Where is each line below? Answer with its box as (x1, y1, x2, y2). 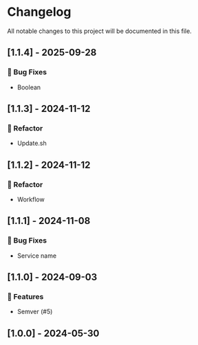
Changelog (7, 4, 71, 20)
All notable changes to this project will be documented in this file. (7, 27, 192, 35)
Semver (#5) (16, 307, 53, 316)
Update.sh (16, 139, 47, 148)
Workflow (16, 195, 45, 203)
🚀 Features (7, 292, 44, 301)
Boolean (16, 83, 41, 91)
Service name (16, 252, 57, 260)
